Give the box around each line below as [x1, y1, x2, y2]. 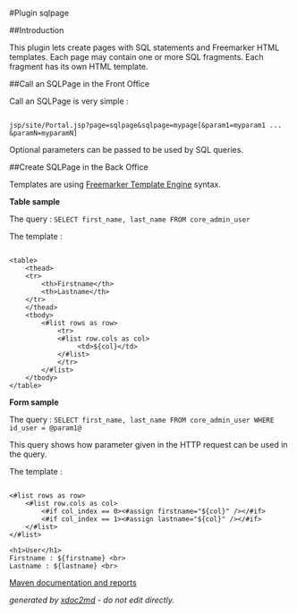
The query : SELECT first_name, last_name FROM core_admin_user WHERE [9, 415, 275, 425]
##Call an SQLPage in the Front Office [9, 79, 150, 88]
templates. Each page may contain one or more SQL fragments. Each [9, 52, 264, 62]
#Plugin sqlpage [9, 8, 70, 18]
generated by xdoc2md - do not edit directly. [9, 594, 174, 605]
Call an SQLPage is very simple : [9, 96, 129, 106]
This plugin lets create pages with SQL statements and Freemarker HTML [9, 42, 280, 53]
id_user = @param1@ [9, 424, 82, 433]
